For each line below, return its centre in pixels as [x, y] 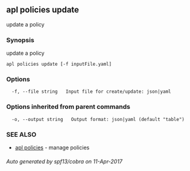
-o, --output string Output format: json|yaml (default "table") [98, 119]
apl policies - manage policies [52, 148]
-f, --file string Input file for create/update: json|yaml [91, 92]
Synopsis [20, 40]
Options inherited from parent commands [68, 107]
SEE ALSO [21, 134]
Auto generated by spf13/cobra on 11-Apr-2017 [64, 161]
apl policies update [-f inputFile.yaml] [59, 64]
